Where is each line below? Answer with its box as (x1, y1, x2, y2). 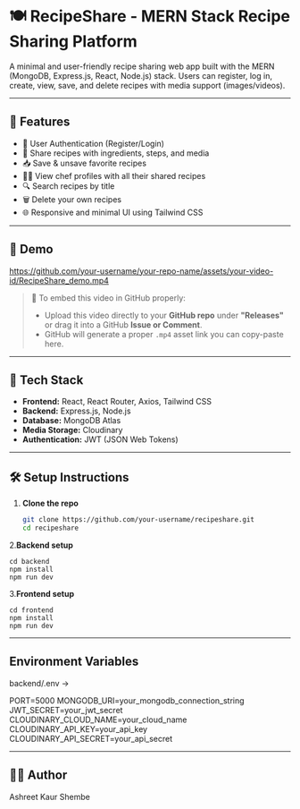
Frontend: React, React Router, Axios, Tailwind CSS (21, 396, 212, 407)
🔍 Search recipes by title (21, 180, 115, 192)
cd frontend (9, 605, 54, 615)
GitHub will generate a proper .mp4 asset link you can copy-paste (44, 328, 284, 339)
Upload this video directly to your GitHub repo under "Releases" (44, 310, 284, 320)
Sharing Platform (9, 31, 138, 52)
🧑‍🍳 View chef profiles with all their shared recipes (21, 170, 206, 181)
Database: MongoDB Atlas (21, 415, 121, 426)
